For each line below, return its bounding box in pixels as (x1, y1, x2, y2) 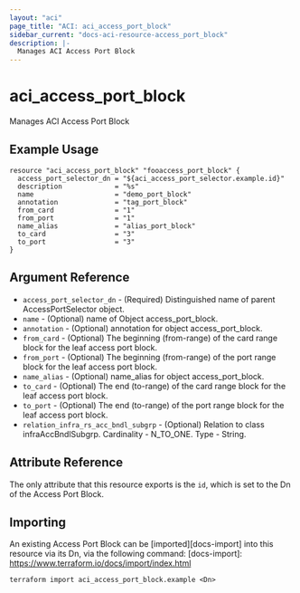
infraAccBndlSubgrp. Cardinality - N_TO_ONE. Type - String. (22, 428, 247, 439)
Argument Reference (9, 270, 130, 285)
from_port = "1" (17, 214, 136, 223)
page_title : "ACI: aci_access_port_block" (9, 22, 172, 31)
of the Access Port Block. (9, 488, 104, 499)
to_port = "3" (17, 237, 136, 246)
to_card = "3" (17, 229, 136, 238)
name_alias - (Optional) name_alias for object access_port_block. (22, 370, 265, 381)
